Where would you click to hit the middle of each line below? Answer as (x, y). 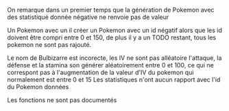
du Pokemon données (38, 87)
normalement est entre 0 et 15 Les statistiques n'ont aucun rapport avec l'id (114, 80)
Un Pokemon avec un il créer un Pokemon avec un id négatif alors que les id (115, 30)
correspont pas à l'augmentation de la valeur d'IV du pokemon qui (100, 72)
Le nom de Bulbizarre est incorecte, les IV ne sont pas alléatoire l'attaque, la (114, 58)
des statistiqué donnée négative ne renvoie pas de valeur (88, 17)
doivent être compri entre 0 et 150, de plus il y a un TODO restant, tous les (112, 37)
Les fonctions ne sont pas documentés (62, 100)
